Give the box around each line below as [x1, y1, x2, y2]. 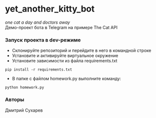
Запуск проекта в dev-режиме [5, 36, 81, 43]
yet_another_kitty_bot [5, 3, 95, 15]
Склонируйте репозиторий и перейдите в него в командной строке [12, 47, 152, 54]
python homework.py [5, 85, 44, 90]
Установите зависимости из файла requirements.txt [12, 58, 117, 64]
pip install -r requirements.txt [5, 67, 72, 72]
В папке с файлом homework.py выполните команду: [12, 76, 121, 82]
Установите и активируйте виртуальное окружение [12, 53, 118, 59]
